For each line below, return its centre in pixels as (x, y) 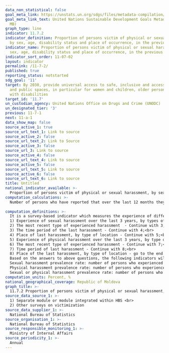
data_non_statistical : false (36, 10)
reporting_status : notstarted (37, 76)
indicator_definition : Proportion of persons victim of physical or (78, 38)
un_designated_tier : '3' (31, 108)
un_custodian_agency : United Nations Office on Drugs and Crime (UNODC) (83, 104)
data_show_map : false (28, 122)
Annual (17, 343)
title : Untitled (22, 184)
